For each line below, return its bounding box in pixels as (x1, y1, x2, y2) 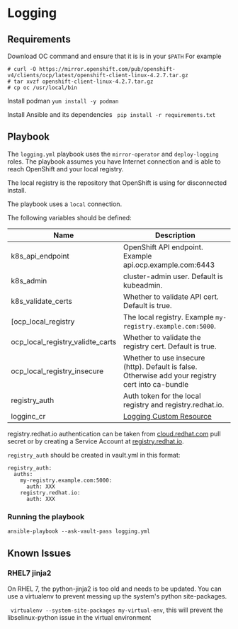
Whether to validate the (123, 332, 201, 342)
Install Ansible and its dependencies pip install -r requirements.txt (7, 110, 216, 118)
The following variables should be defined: (7, 213, 132, 222)
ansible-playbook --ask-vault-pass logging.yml (7, 528, 151, 535)
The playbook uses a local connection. (7, 200, 123, 208)
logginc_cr (11, 411, 46, 421)
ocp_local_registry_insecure (11, 366, 104, 376)
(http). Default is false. (123, 361, 198, 371)
